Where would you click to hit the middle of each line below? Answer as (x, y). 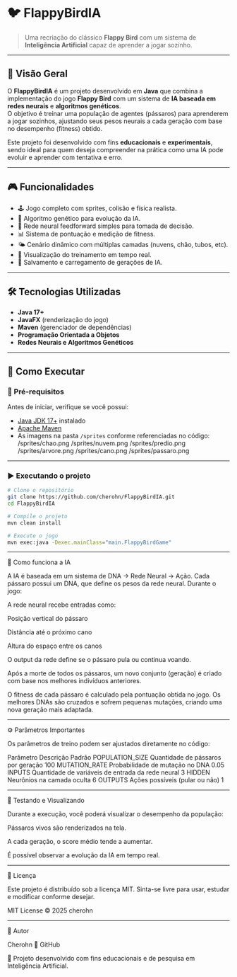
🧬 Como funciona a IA (39, 562)
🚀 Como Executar (46, 371)
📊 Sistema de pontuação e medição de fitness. (86, 234)
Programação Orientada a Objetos (68, 335)
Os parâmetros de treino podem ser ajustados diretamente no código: (109, 744)
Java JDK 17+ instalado (51, 421)
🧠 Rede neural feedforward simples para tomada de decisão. (105, 226)
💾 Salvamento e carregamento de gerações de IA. (90, 262)
